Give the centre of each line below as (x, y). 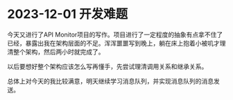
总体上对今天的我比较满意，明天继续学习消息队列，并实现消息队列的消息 (110, 81)
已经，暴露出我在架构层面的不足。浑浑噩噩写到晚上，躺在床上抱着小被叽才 (113, 43)
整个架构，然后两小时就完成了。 (59, 52)
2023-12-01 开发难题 (68, 14)
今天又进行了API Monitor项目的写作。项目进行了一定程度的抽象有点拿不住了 (115, 34)
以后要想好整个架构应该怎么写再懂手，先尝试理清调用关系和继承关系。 (107, 66)
